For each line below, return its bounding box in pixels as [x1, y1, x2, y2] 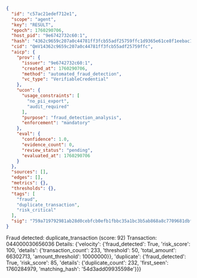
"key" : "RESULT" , [11, 22, 54, 28]
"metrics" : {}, [11, 180, 49, 186]
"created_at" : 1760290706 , [21, 65, 88, 72]
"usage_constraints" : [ [21, 93, 80, 99]
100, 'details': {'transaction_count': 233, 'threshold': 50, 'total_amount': [6, 246, 177, 253]
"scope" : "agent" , [11, 16, 57, 22]
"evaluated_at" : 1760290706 [21, 152, 91, 158]
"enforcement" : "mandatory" [21, 120, 91, 126]
